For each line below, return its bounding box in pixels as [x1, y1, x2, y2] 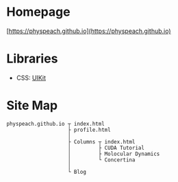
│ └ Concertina [67, 156, 136, 163]
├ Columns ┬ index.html [67, 138, 136, 145]
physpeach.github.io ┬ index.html [6, 120, 105, 127]
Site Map [6, 98, 58, 113]
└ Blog [67, 168, 87, 175]
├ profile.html [67, 126, 111, 133]
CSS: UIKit [16, 73, 46, 82]
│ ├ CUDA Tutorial [67, 144, 145, 151]
